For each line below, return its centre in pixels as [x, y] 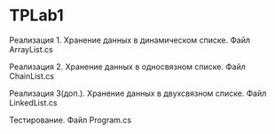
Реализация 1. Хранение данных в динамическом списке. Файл [130, 40]
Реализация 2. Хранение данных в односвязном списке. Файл [128, 67]
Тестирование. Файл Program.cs [71, 120]
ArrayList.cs [31, 49]
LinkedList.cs [33, 102]
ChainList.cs [32, 75]
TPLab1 [36, 16]
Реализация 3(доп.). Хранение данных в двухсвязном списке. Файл [138, 93]
